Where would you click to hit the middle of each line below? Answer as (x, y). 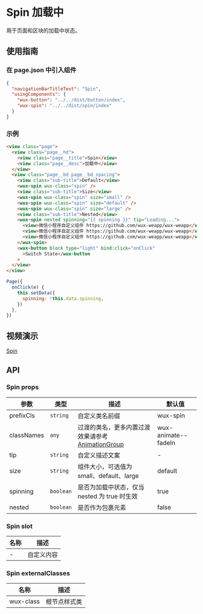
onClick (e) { (28, 288)
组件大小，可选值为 (105, 467)
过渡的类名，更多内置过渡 (114, 427)
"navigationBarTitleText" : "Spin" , (56, 89)
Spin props (23, 387)
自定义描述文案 (99, 455)
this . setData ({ (36, 293)
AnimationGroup (101, 444)
